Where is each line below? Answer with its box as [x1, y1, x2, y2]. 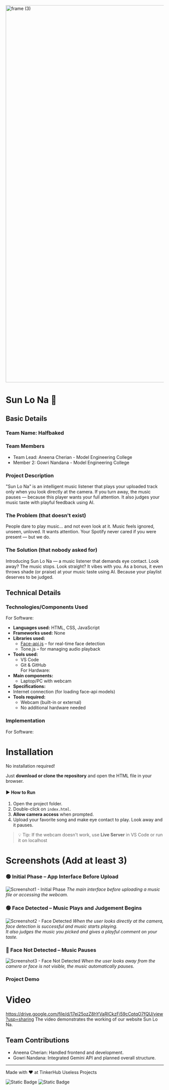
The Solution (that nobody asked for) [6, 547, 97, 554]
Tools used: [13, 651, 38, 657]
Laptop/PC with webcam [20, 678, 72, 684]
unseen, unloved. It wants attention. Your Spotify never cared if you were [6, 529, 156, 535]
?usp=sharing [6, 1016, 34, 1022]
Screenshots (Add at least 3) [6, 855, 127, 866]
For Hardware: [20, 667, 51, 673]
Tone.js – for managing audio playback [20, 646, 101, 652]
